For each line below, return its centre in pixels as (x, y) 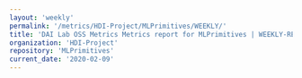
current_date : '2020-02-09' (62, 59)
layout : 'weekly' (42, 17)
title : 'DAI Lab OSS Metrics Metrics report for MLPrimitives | (132, 34)
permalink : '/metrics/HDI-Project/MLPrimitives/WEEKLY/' (118, 26)
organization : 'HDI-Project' (64, 43)
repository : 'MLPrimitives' (62, 51)
